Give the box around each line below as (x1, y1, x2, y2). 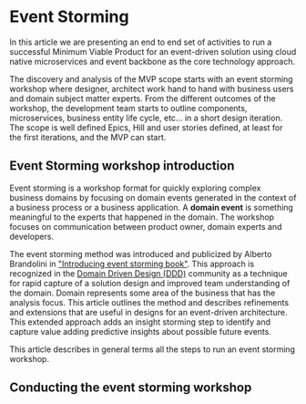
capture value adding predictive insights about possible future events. (9, 326, 271, 337)
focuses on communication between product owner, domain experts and (9, 221, 282, 232)
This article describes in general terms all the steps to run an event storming (9, 344, 296, 355)
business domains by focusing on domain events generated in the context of (9, 192, 297, 202)
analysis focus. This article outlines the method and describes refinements (9, 296, 290, 307)
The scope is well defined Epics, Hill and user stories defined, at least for (9, 121, 283, 133)
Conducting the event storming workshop (9, 380, 252, 396)
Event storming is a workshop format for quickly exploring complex (9, 182, 261, 193)
